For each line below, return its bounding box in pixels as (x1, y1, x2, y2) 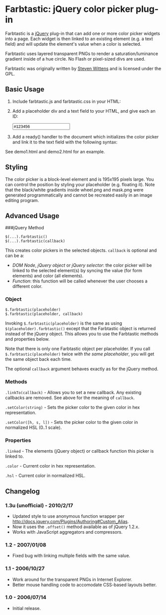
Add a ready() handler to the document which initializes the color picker (12, 134, 159, 139)
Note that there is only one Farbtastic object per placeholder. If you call (5, 345, 150, 351)
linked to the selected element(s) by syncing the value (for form (12, 268, 142, 273)
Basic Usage (5, 85, 45, 94)
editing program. (5, 197, 39, 203)
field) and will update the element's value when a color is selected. (5, 41, 142, 47)
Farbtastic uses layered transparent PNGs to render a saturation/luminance (5, 51, 159, 57)
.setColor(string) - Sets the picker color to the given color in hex (5, 404, 140, 410)
